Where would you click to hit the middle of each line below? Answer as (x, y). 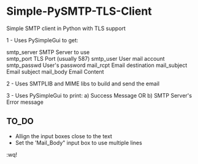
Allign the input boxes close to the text (63, 136)
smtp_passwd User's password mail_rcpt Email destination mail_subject (97, 65)
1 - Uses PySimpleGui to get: (42, 40)
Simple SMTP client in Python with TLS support (66, 28)
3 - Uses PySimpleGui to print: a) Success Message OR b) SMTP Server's (99, 95)
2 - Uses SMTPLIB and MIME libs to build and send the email (83, 84)
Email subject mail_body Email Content (55, 71)
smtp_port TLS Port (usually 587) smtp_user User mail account (86, 58)
